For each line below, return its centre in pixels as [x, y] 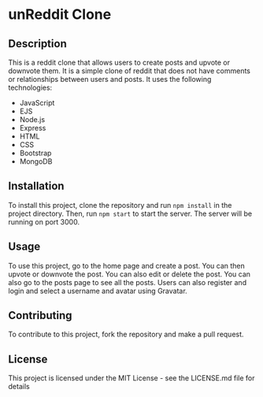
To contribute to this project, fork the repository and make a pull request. [126, 334]
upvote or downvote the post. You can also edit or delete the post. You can [129, 274]
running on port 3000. [44, 221]
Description [37, 44]
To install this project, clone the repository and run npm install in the [120, 205]
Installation [36, 186]
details [19, 387]
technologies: [30, 87]
